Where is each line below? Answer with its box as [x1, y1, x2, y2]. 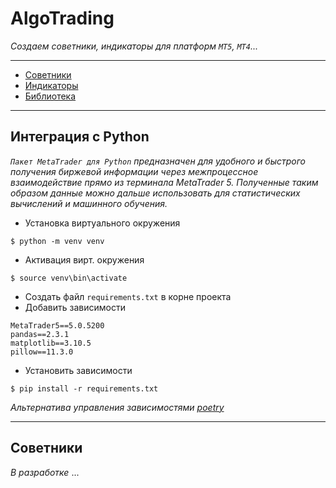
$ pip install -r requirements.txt [10, 383, 159, 394]
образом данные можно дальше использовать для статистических [10, 187, 301, 199]
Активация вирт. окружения [24, 253, 145, 266]
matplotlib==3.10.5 [10, 338, 92, 348]
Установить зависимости [24, 364, 133, 376]
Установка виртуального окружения [24, 217, 181, 229]
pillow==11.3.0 [10, 347, 74, 357]
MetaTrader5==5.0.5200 [10, 320, 105, 331]
